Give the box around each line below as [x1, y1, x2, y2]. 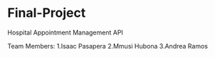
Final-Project [7, 5, 86, 21]
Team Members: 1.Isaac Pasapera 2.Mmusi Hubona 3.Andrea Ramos [7, 42, 209, 50]
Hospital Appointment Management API [7, 28, 123, 37]
